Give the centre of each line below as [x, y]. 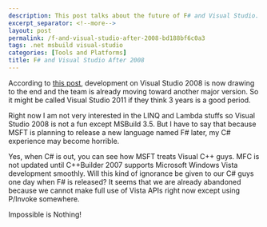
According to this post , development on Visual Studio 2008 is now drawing [132, 83]
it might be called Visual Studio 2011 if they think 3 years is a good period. [130, 100]
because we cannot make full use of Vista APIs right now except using [124, 190]
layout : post [30, 30]
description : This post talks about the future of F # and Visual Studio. [134, 16]
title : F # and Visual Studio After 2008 [77, 61]
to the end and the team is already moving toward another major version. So [133, 91]
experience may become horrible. [64, 141]
